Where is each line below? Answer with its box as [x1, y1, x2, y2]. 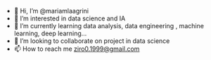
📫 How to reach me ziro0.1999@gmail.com [13, 44, 140, 53]
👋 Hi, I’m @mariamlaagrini [13, 7, 89, 15]
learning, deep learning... [13, 29, 87, 37]
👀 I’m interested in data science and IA [13, 14, 126, 23]
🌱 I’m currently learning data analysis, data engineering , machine [13, 22, 204, 30]
